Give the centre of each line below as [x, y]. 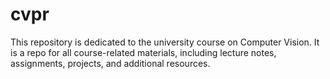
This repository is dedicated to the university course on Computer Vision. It [165, 42]
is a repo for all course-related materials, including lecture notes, [143, 52]
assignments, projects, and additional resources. [110, 63]
